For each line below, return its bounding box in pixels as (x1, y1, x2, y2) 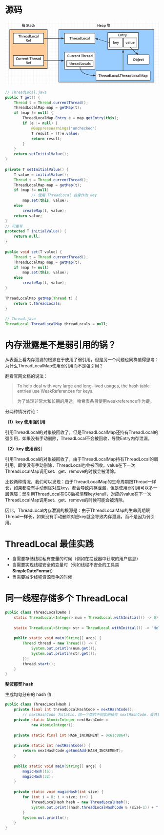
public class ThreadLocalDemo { (5, 610, 71, 615)
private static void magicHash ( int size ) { (14, 790, 104, 794)
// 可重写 (5, 224, 23, 229)
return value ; (14, 213, 42, 218)
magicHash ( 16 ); (22, 769, 54, 774)
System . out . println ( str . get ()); (31, 651, 97, 656)
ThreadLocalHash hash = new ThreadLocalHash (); (31, 799, 130, 805)
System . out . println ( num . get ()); (31, 646, 97, 651)
